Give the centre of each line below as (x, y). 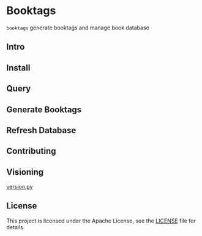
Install (18, 68)
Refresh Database (41, 130)
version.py (20, 187)
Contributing (31, 151)
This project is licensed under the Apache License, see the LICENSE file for (101, 221)
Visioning (25, 172)
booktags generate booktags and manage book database (78, 28)
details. (16, 227)
